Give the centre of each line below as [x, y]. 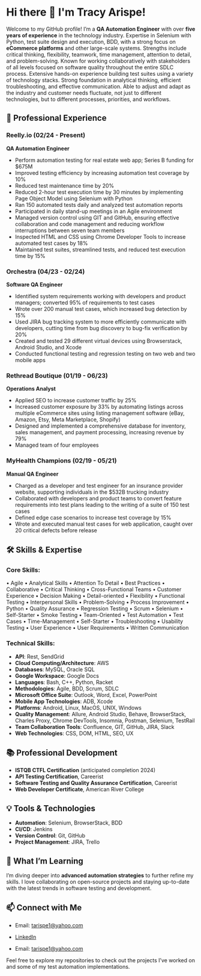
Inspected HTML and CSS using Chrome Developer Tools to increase [100, 236]
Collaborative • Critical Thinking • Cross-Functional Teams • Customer [94, 589]
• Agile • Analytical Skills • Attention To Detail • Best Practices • [85, 583]
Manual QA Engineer [32, 474]
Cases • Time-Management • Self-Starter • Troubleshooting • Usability [95, 621]
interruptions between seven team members [70, 230]
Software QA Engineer [34, 284]
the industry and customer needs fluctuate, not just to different [84, 93]
